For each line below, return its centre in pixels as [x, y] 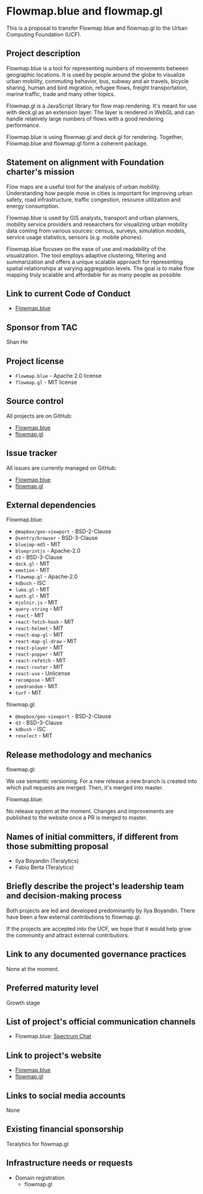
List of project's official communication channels [101, 1022]
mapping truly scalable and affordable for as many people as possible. [94, 275]
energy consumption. [33, 206]
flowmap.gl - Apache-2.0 [46, 577]
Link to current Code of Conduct [68, 294]
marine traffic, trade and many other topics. [61, 94]
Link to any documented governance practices [96, 954]
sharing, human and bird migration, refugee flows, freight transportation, [97, 87]
